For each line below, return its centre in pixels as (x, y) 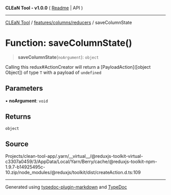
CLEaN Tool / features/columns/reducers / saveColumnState (69, 22)
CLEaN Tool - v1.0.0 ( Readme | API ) (44, 8)
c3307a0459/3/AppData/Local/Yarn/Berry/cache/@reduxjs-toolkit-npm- (81, 162)
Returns (18, 117)
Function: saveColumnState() (69, 43)
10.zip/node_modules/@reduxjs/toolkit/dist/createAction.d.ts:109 (73, 173)
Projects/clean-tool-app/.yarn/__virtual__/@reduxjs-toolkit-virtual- (74, 156)
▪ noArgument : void (27, 101)
